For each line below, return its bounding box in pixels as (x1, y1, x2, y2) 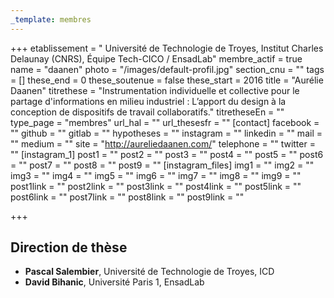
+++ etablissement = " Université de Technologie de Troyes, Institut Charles (10, 42, 324, 54)
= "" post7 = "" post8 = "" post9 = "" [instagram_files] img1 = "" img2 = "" (10, 159, 315, 171)
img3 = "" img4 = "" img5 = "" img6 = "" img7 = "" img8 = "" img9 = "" (10, 169, 302, 181)
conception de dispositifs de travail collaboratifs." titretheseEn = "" (10, 106, 285, 118)
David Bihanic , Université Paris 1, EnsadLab (24, 276, 205, 288)
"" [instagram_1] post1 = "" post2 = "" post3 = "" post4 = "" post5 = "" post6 (10, 148, 324, 160)
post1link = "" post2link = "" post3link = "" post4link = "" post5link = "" (10, 180, 302, 192)
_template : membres (10, 14, 92, 25)
